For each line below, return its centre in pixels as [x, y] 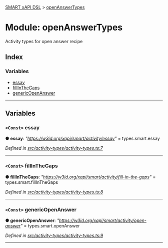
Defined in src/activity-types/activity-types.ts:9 [54, 235]
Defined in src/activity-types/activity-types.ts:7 [54, 148]
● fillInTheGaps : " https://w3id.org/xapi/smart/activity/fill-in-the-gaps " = [80, 177]
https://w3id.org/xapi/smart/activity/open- [103, 220]
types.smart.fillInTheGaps [32, 182]
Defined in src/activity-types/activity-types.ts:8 [54, 192]
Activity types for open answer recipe [44, 41]
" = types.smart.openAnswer [50, 225]
